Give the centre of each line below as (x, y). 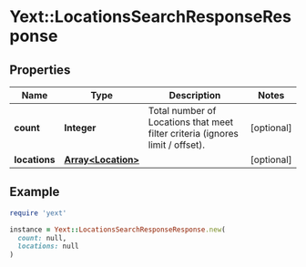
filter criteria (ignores (193, 133)
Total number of (182, 111)
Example (35, 192)
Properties (40, 70)
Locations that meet (191, 122)
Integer (80, 128)
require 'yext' (38, 213)
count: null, (42, 238)
